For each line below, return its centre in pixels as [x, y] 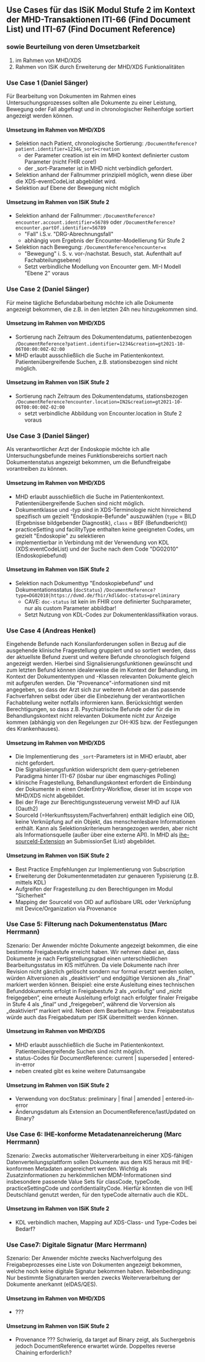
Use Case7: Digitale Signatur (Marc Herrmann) [77, 1245]
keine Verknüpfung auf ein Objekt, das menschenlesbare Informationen [105, 822]
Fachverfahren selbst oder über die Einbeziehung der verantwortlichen [95, 696]
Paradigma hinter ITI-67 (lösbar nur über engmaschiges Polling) [95, 776]
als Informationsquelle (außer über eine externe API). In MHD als [96, 835]
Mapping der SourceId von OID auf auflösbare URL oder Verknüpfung [103, 902]
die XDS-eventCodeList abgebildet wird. [66, 181]
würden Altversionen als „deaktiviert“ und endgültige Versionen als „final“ [99, 978]
